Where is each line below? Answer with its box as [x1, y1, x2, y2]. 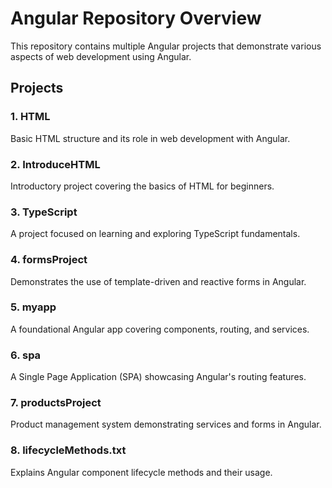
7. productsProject [10, 396, 102, 410]
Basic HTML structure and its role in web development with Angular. [10, 132, 291, 144]
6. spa [10, 348, 42, 362]
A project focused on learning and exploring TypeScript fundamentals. [10, 228, 301, 240]
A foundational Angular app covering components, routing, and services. [10, 323, 310, 335]
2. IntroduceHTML [10, 157, 101, 171]
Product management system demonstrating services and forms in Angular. [10, 418, 322, 431]
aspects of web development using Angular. [10, 50, 192, 62]
